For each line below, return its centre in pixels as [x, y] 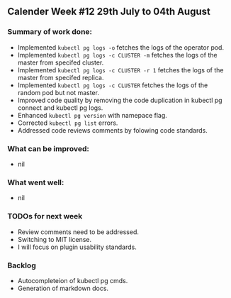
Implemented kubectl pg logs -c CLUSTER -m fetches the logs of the [117, 55]
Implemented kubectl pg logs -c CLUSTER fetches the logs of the [113, 85]
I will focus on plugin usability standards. [77, 247]
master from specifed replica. [61, 77]
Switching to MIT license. [55, 239]
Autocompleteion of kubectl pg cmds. [73, 280]
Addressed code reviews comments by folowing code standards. [112, 130]
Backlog [22, 265]
